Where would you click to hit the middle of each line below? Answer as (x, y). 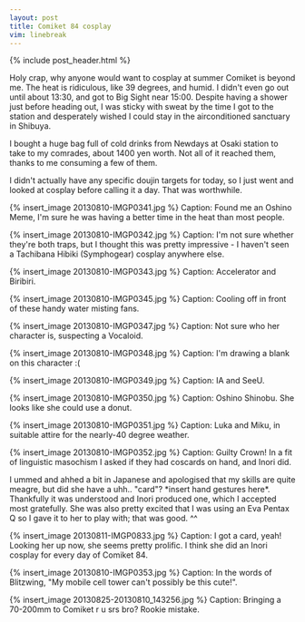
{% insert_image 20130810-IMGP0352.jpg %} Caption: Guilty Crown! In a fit (151, 452)
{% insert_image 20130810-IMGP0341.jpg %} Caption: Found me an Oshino (151, 208)
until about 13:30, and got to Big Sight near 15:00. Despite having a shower (149, 97)
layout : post (34, 18)
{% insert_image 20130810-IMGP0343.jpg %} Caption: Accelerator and (143, 272)
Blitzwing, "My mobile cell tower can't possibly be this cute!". (123, 582)
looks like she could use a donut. (71, 408)
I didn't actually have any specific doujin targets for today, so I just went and (152, 180)
